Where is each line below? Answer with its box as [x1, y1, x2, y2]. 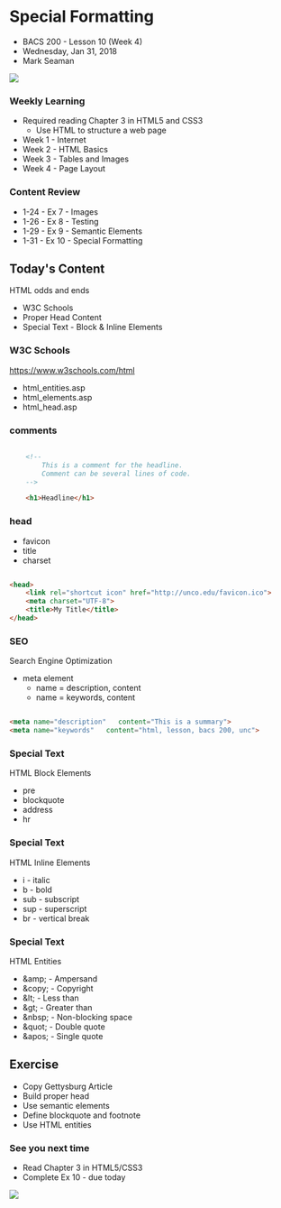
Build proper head [22, 1090, 90, 1102]
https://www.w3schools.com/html [9, 364, 135, 375]
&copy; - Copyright [22, 982, 94, 993]
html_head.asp [22, 401, 78, 412]
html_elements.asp [22, 392, 93, 402]
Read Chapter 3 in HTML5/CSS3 [22, 1162, 143, 1174]
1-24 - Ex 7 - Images [22, 206, 99, 217]
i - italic [22, 874, 51, 885]
